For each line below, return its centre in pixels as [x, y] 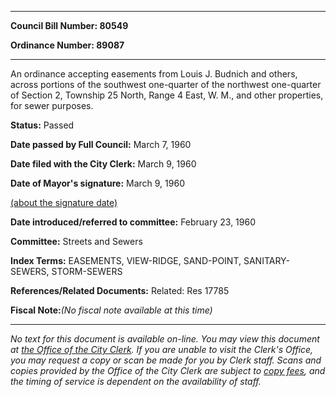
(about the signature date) [64, 202]
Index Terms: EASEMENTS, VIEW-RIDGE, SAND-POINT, [126, 260]
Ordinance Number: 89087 [67, 45]
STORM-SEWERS [87, 271]
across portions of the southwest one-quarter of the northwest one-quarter [166, 84]
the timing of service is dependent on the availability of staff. [136, 381]
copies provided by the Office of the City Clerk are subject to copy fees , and [168, 370]
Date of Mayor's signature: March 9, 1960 [97, 183]
